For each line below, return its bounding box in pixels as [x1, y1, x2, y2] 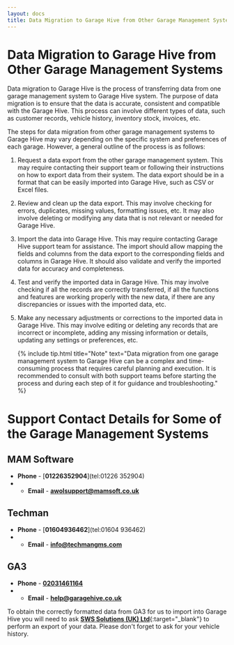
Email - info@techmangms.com [27, 540, 123, 549]
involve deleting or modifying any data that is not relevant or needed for [17, 214, 224, 222]
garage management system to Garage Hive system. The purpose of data [7, 92, 219, 100]
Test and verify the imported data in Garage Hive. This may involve [17, 278, 209, 287]
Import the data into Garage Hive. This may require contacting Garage [17, 235, 218, 243]
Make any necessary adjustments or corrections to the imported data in [17, 314, 223, 322]
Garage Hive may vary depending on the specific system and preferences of [7, 135, 227, 144]
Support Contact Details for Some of [7, 411, 221, 427]
